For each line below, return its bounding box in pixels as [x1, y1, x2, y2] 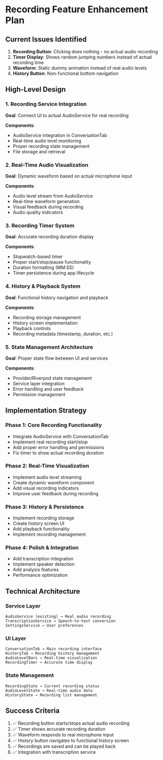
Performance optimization [12, 572, 68, 578]
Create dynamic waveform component [12, 479, 94, 485]
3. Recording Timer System [5, 222, 75, 229]
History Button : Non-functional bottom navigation [12, 70, 119, 76]
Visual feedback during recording [12, 204, 84, 210]
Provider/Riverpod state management [12, 375, 92, 381]
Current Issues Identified [5, 35, 87, 44]
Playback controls [12, 325, 51, 332]
